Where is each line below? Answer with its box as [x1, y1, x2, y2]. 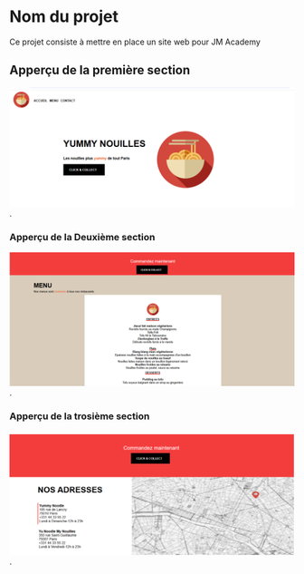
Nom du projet [9, 6, 119, 27]
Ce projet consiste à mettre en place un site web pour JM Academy [9, 36, 261, 47]
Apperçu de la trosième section [9, 410, 150, 423]
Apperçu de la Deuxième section [9, 231, 156, 244]
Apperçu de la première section [9, 63, 191, 78]
